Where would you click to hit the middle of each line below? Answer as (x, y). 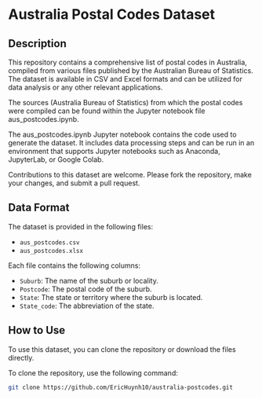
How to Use (37, 330)
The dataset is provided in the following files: (81, 226)
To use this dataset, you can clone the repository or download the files (122, 349)
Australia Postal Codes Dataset (112, 15)
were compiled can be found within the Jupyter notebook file (107, 111)
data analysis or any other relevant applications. (86, 87)
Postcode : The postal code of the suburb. (86, 289)
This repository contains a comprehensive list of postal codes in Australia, (127, 62)
